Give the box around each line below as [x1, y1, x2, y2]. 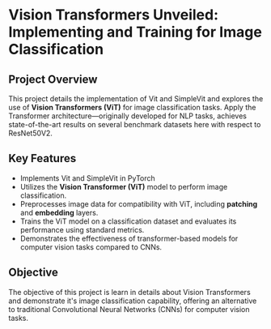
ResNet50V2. [8, 128, 53, 138]
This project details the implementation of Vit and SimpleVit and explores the [8, 94, 264, 103]
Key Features [8, 152, 77, 165]
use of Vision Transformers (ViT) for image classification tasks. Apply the [8, 103, 256, 112]
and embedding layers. [19, 207, 99, 217]
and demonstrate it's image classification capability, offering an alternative [8, 296, 257, 305]
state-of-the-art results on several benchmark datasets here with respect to [8, 120, 261, 129]
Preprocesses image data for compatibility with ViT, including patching [19, 199, 258, 208]
